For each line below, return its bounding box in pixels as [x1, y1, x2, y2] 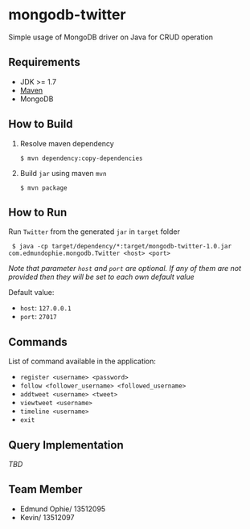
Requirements [8, 55, 80, 69]
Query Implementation [8, 438, 124, 452]
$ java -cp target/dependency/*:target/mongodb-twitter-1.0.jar [11, 243, 232, 251]
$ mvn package [19, 183, 68, 192]
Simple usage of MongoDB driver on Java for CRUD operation [8, 32, 214, 42]
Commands [8, 335, 68, 349]
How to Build [8, 117, 74, 131]
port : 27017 [19, 312, 58, 322]
